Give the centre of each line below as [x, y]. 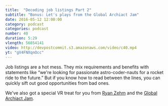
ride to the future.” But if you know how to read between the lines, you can [83, 78]
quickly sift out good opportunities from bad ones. [57, 83]
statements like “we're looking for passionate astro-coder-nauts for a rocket [85, 72]
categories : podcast [27, 29]
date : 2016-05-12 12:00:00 [34, 19]
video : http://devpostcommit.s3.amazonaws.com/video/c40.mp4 [71, 48]
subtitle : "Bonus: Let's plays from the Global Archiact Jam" [72, 15]
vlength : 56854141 [25, 43]
